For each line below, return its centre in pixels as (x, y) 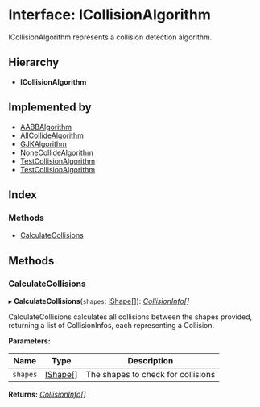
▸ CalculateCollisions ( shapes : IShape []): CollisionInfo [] (99, 301)
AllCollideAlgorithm (52, 135)
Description (151, 360)
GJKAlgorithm (43, 143)
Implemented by (50, 108)
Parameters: (29, 341)
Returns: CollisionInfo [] (47, 394)
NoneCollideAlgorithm (57, 152)
